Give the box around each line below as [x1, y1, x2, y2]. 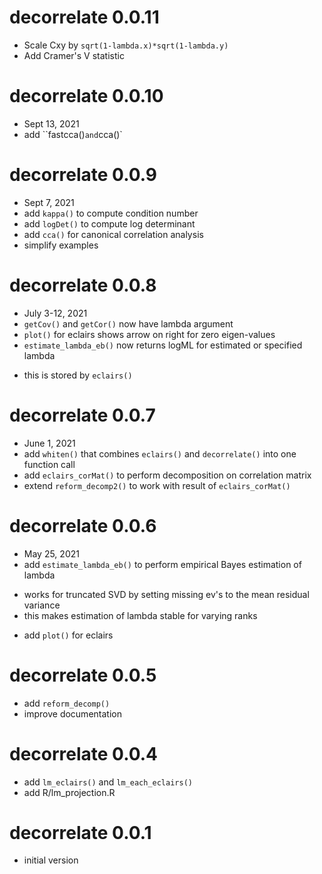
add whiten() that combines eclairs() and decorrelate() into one [23, 447, 297, 460]
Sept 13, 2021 [23, 117, 80, 130]
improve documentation [23, 707, 122, 720]
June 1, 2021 [23, 437, 76, 449]
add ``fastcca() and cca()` [23, 128, 123, 140]
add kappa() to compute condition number [23, 207, 199, 219]
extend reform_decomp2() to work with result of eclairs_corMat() [23, 479, 291, 491]
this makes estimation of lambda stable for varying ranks [23, 609, 258, 621]
